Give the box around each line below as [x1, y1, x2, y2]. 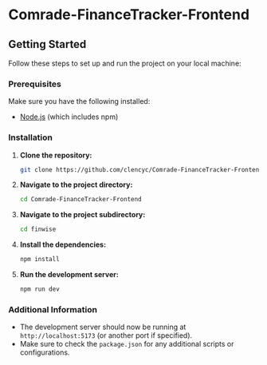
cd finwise [19, 225, 57, 233]
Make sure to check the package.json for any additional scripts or [19, 339, 234, 349]
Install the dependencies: [19, 240, 106, 249]
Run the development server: [19, 270, 120, 280]
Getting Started [8, 38, 87, 51]
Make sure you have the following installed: [8, 97, 151, 106]
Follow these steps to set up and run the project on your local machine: [8, 58, 241, 68]
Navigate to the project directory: [19, 180, 133, 189]
